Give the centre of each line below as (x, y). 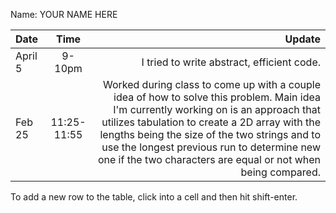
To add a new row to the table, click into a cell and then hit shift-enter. (154, 197)
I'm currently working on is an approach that (217, 109)
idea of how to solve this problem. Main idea (217, 97)
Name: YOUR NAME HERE (64, 14)
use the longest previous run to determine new (211, 147)
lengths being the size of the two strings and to (210, 134)
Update (302, 39)
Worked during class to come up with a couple (211, 84)
